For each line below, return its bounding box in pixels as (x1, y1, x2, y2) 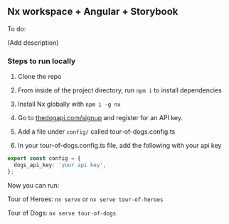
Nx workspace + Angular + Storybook (7, 6, 179, 18)
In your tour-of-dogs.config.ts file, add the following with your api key (17, 142, 222, 150)
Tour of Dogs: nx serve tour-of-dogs (7, 208, 117, 217)
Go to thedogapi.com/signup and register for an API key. (17, 114, 183, 122)
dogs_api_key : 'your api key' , (14, 161, 107, 169)
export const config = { (7, 155, 81, 162)
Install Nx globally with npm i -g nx (17, 100, 121, 109)
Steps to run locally (7, 56, 76, 66)
